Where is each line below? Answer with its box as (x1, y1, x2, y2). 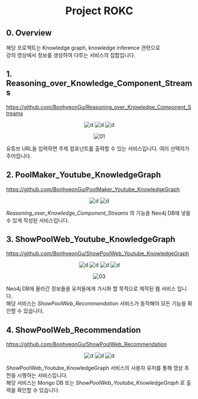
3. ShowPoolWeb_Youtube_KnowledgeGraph (6, 234, 176, 244)
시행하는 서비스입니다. (17, 372, 68, 379)
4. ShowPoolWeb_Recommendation (6, 325, 141, 335)
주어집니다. (6, 152, 32, 159)
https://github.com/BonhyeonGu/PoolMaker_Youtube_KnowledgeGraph (6, 186, 180, 193)
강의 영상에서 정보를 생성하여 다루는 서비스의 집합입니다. (6, 52, 136, 59)
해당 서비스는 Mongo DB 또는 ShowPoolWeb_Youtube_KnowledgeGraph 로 (6, 379, 185, 387)
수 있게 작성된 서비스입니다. (6, 216, 70, 224)
